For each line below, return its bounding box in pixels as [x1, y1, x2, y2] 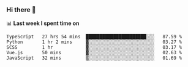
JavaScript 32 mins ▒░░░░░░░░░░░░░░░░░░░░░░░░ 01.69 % [6, 55, 182, 62]
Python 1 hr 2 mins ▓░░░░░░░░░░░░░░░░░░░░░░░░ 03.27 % [6, 39, 182, 45]
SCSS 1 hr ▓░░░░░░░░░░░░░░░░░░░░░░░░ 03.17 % [6, 44, 182, 51]
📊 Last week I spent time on [6, 19, 80, 27]
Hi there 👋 [6, 5, 37, 14]
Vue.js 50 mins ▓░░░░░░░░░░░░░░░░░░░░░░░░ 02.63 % [6, 50, 182, 56]
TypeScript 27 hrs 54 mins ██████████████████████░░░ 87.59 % [6, 33, 182, 40]
